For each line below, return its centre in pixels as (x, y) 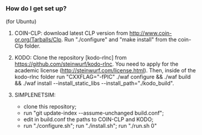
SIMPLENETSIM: (35, 95)
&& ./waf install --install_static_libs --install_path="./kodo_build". (94, 83)
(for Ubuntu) (21, 22)
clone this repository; (50, 107)
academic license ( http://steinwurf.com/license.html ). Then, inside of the (105, 71)
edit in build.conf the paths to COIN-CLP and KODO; (88, 119)
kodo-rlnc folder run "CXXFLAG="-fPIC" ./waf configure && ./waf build (103, 77)
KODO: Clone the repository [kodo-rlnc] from (70, 58)
